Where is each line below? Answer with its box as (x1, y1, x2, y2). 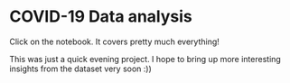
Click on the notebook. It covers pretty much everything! (9, 36, 220, 47)
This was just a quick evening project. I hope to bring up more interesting (9, 53, 282, 64)
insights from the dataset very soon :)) (9, 63, 152, 74)
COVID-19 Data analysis (9, 6, 192, 27)
